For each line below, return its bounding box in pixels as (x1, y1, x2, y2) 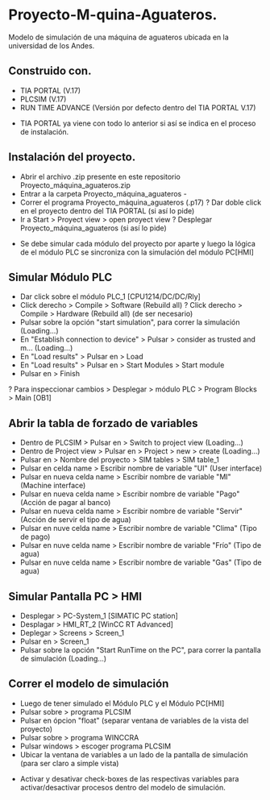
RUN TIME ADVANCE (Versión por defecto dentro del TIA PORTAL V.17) (19, 102, 256, 112)
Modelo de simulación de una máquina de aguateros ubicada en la (8, 32, 230, 42)
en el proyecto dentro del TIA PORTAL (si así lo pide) (19, 205, 195, 215)
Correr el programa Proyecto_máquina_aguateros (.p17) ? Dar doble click (19, 197, 262, 207)
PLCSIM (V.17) (19, 94, 67, 104)
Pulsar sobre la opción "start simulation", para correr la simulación (19, 317, 240, 327)
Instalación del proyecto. (8, 151, 136, 164)
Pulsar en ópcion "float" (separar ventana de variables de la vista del (19, 715, 249, 725)
